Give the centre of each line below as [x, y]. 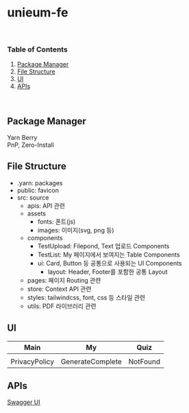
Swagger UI [24, 402]
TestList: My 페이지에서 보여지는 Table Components [109, 255]
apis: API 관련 [46, 205]
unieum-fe [38, 13]
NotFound [144, 362]
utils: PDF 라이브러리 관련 [62, 306]
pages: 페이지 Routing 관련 [64, 280]
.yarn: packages [40, 182]
